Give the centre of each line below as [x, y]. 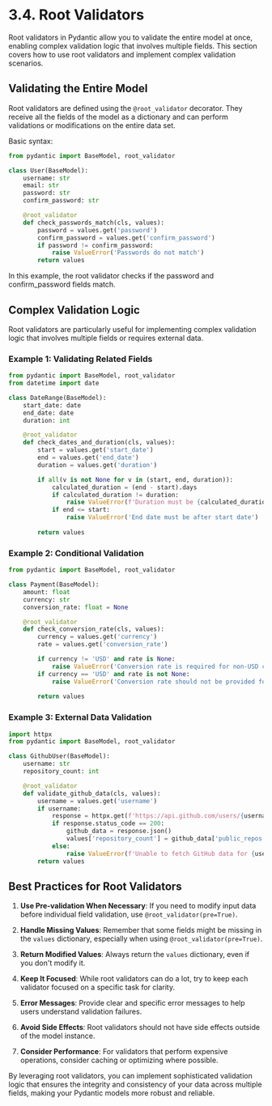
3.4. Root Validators [76, 15]
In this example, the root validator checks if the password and [111, 276]
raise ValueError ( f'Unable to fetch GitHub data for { [160, 853]
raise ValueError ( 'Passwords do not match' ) [128, 253]
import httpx [30, 734]
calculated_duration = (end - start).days [124, 487]
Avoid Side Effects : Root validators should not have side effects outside [140, 1027]
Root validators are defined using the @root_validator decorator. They [125, 108]
